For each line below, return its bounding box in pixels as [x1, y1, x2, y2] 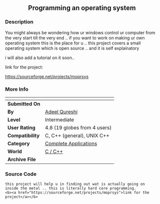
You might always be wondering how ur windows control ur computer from [5, 29, 156, 36]
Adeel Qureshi [45, 108, 78, 115]
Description [5, 19, 34, 25]
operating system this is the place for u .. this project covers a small [5, 40, 141, 46]
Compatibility [7, 132, 40, 139]
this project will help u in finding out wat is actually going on [5, 182, 145, 187]
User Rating [7, 124, 36, 131]
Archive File [7, 156, 36, 163]
